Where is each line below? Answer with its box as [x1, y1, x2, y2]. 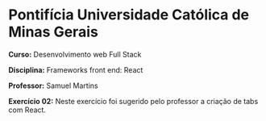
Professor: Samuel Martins [8, 81, 98, 90]
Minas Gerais [8, 23, 98, 41]
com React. [8, 105, 47, 115]
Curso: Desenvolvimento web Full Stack [8, 49, 142, 59]
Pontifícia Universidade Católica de [8, 6, 250, 24]
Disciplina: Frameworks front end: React [8, 65, 143, 74]
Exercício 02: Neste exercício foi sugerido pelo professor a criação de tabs [8, 96, 259, 106]
